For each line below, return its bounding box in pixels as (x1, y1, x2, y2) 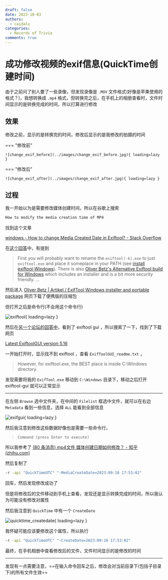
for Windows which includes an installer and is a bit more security (17, 271, 153, 277)
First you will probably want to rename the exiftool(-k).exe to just (17, 255, 155, 261)
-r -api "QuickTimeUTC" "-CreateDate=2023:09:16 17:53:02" (5, 538, 131, 543)
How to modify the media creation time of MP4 (5, 215, 104, 220)
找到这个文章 (5, 225, 31, 231)
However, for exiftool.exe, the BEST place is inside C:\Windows (17, 361, 147, 367)
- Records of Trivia (9, 31, 52, 36)
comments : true (5, 36, 37, 41)
